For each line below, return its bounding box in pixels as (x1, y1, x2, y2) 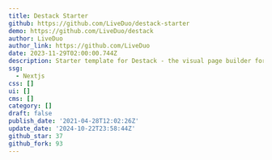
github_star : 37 (8, 132, 63, 140)
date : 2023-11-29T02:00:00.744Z (8, 49, 117, 57)
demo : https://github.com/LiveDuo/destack (8, 27, 154, 35)
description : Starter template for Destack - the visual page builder (8, 57, 252, 65)
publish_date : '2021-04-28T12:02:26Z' (8, 117, 139, 125)
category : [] (8, 102, 53, 110)
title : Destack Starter (8, 11, 89, 20)
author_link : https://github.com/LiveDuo (8, 42, 151, 50)
